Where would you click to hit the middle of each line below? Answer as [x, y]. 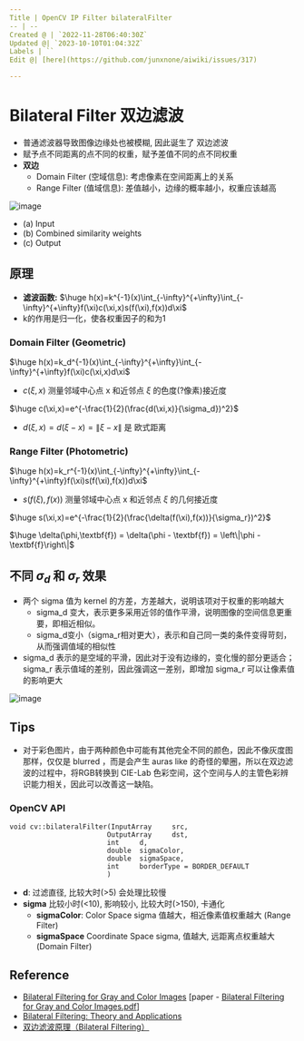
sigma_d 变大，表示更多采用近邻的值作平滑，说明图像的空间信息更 [160, 613]
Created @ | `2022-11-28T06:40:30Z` [78, 34]
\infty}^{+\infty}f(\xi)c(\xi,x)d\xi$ [70, 372]
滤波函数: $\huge [54, 297]
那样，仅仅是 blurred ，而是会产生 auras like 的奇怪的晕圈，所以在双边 [154, 761]
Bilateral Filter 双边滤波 [97, 116]
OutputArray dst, [147, 835]
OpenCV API [38, 809]
